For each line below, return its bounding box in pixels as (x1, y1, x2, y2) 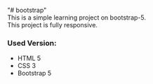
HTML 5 (17, 54, 41, 62)
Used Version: (7, 38, 57, 48)
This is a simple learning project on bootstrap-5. (7, 13, 146, 22)
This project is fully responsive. (7, 21, 98, 29)
